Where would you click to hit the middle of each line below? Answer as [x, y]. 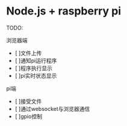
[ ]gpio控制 [28, 116]
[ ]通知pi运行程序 [36, 60]
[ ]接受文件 [28, 101]
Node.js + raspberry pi [64, 11]
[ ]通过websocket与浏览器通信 [52, 109]
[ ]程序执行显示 [33, 68]
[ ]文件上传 [28, 53]
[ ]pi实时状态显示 [36, 75]
